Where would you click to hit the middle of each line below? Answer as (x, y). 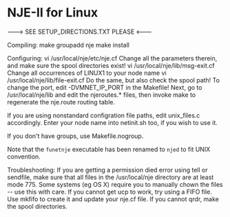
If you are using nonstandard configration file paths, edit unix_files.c (104, 115)
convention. (24, 157)
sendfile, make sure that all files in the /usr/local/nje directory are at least (111, 177)
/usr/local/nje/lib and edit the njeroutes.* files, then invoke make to (102, 95)
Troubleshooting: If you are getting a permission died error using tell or (107, 170)
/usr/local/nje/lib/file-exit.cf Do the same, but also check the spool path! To (114, 80)
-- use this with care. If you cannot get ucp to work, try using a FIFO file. (109, 192)
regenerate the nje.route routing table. (61, 102)
